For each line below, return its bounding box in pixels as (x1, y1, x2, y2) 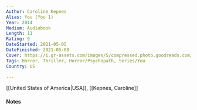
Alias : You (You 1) (6, 14, 54, 20)
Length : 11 (6, 31, 33, 36)
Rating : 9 (6, 36, 30, 42)
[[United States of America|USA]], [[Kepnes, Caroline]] (6, 85, 138, 92)
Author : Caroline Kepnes (6, 8, 67, 15)
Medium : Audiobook (6, 25, 51, 31)
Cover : (6, 52, 22, 58)
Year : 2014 (6, 19, 33, 25)
